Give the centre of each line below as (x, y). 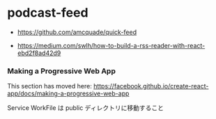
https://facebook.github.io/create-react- (151, 86)
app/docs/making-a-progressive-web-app (68, 94)
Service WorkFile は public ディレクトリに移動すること (85, 108)
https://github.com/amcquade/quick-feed (77, 32)
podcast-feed (48, 13)
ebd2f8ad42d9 (39, 53)
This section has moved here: (49, 86)
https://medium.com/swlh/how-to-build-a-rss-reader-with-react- (111, 45)
